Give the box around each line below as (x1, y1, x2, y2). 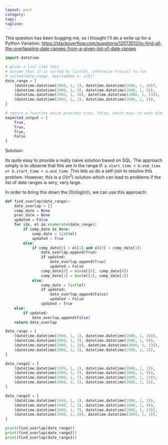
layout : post (5, 7, 32, 13)
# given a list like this (5, 65, 59, 70)
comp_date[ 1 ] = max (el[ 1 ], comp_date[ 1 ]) (40, 273, 128, 278)
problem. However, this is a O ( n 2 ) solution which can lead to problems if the (5, 173, 161, 180)
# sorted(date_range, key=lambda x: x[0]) (5, 74, 95, 79)
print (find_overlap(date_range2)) (5, 430, 77, 435)
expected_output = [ (5, 115, 48, 120)
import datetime (5, 56, 39, 61)
